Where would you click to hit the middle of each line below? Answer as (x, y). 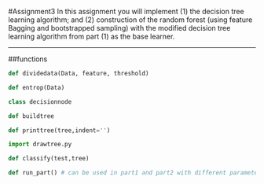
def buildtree (31, 116)
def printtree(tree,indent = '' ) (59, 130)
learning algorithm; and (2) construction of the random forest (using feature (130, 20)
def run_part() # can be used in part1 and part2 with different (117, 173)
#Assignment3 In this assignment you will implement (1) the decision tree (126, 11)
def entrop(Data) (37, 87)
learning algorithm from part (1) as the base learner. (92, 36)
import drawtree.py (40, 145)
